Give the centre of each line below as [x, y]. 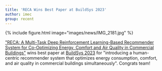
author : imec [18, 14]
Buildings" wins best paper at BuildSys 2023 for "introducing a [68, 53]
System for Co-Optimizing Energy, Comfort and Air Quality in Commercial [80, 48]
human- [141, 53]
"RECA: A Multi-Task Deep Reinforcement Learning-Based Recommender [80, 42]
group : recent [20, 19]
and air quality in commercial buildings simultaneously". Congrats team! [78, 63]
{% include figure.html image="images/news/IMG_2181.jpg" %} [69, 33]
